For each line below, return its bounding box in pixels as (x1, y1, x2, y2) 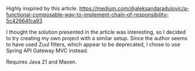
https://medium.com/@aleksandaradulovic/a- (79, 5, 190, 12)
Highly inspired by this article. (6, 5, 78, 12)
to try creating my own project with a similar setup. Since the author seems (6, 35, 188, 41)
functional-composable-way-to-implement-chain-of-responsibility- (6, 11, 169, 18)
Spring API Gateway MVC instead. (6, 47, 89, 54)
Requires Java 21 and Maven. (6, 58, 78, 65)
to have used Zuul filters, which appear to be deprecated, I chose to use (6, 41, 181, 48)
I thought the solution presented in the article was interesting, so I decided (6, 29, 186, 35)
